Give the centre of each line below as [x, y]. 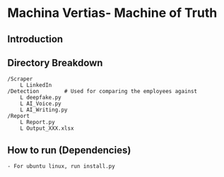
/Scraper [20, 79]
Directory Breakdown [55, 62]
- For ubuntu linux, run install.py [61, 166]
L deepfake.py [41, 98]
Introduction [35, 39]
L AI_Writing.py [44, 110]
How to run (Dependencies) [69, 150]
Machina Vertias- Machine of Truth [112, 13]
